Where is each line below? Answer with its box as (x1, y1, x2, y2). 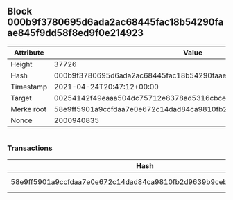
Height (10, 59, 33, 69)
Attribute (13, 48, 44, 57)
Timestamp (10, 82, 48, 91)
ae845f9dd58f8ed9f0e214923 (7, 27, 144, 39)
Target (10, 93, 33, 102)
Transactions (7, 143, 53, 153)
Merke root (10, 104, 47, 113)
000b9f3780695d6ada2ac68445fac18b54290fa (7, 17, 224, 28)
